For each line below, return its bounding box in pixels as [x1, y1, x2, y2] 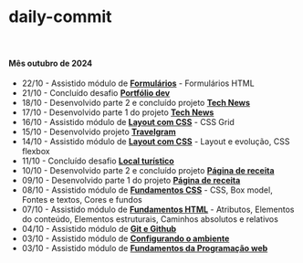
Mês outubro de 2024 [8, 58, 93, 68]
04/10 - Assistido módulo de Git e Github [21, 224, 177, 235]
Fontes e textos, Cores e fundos [21, 195, 142, 205]
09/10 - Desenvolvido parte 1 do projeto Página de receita [21, 175, 241, 186]
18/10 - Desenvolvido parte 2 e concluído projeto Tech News [21, 98, 251, 109]
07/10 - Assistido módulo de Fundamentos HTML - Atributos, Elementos [21, 204, 295, 216]
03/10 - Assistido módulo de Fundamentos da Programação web [21, 243, 268, 254]
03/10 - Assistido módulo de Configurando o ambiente [21, 233, 230, 244]
